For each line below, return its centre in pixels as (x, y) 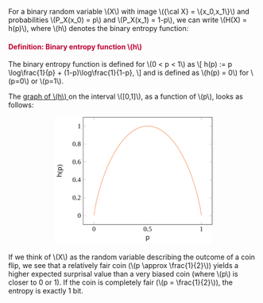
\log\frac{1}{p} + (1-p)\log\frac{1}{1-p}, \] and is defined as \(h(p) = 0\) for (128, 73)
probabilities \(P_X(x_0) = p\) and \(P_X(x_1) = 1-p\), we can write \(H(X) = (128, 20)
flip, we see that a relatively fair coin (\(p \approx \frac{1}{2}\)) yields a (124, 266)
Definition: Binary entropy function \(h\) (75, 46)
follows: (21, 105)
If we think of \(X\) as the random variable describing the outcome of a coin (132, 257)
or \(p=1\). (47, 81)
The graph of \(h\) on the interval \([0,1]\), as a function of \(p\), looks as (126, 97)
